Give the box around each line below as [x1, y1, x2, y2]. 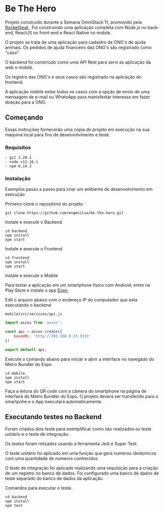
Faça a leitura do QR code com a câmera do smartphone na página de [5, 388, 147, 394]
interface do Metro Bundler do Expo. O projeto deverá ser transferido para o [5, 393, 159, 399]
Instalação [5, 175, 31, 182]
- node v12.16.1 [5, 159, 38, 165]
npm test [5, 503, 23, 508]
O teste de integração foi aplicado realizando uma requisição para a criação [5, 465, 158, 471]
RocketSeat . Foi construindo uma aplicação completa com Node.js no [5, 24, 147, 30]
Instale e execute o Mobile [5, 272, 58, 278]
